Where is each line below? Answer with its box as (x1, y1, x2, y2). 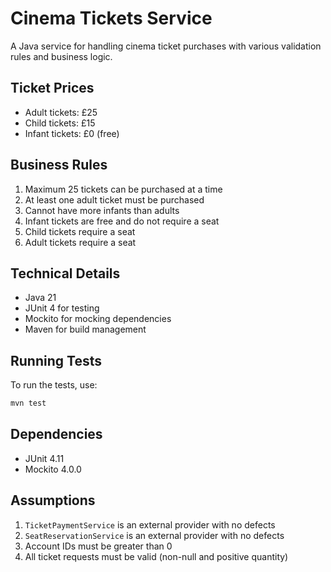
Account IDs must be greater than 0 (24, 540, 173, 552)
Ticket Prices (10, 80, 95, 97)
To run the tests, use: (10, 379, 98, 391)
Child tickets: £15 (24, 117, 96, 129)
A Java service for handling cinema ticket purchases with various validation (10, 40, 322, 52)
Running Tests (10, 352, 102, 369)
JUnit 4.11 (24, 452, 65, 464)
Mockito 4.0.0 (24, 463, 82, 475)
